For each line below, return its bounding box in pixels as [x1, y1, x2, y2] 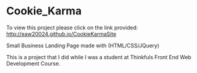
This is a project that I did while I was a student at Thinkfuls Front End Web [6, 53, 192, 60]
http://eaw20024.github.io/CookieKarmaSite [6, 30, 116, 37]
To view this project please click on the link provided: [6, 24, 139, 31]
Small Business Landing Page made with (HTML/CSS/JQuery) [6, 42, 160, 49]
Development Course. [6, 60, 61, 67]
